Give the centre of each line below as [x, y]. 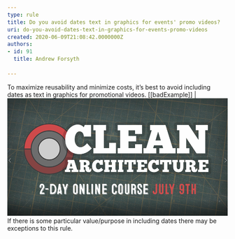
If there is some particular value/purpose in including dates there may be [112, 221]
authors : [20, 44]
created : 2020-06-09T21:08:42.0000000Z [65, 37]
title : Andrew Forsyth [47, 59]
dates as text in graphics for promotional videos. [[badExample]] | [102, 94]
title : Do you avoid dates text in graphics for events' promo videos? [114, 22]
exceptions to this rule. [40, 228]
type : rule [23, 15]
